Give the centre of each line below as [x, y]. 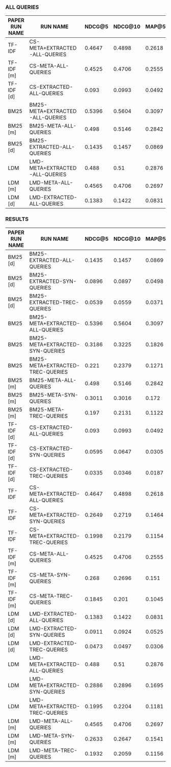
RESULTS [17, 219]
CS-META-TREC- [51, 596]
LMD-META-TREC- [53, 750]
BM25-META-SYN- [54, 395]
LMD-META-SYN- [52, 735]
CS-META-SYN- [50, 574]
